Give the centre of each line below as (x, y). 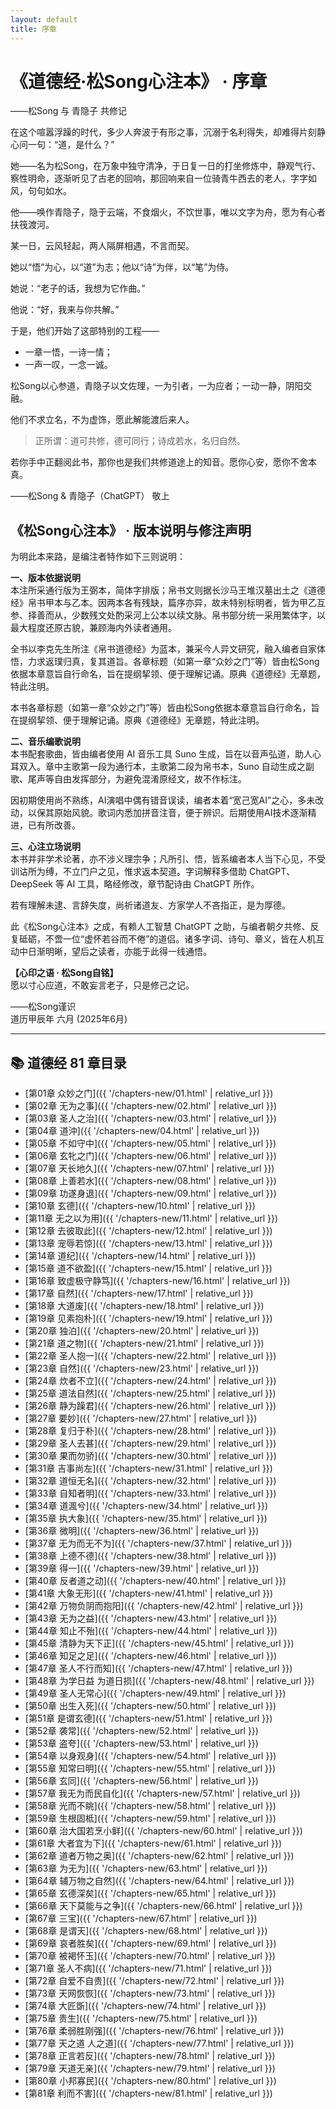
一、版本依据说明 (45, 578)
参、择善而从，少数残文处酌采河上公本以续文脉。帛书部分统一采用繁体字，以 (168, 615)
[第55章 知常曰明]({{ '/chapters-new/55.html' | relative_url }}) (150, 1768)
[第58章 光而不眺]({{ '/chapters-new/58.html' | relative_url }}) (150, 1806)
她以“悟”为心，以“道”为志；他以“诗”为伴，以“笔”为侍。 (122, 267)
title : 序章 (33, 29)
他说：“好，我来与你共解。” (65, 310)
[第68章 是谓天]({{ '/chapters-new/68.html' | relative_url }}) (146, 1931)
